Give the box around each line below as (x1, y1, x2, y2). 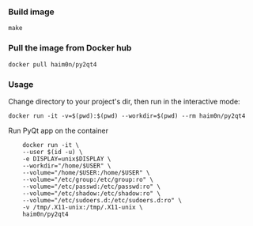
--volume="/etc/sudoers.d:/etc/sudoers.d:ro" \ (22, 196, 182, 204)
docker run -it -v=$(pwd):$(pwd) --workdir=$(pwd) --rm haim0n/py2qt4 (8, 111, 246, 120)
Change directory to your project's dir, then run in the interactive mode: (8, 96, 240, 106)
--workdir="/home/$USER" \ (22, 161, 111, 170)
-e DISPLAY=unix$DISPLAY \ (22, 155, 111, 163)
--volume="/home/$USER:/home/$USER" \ (22, 168, 150, 176)
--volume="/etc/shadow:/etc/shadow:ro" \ (22, 189, 160, 198)
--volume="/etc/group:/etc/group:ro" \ (22, 175, 154, 183)
